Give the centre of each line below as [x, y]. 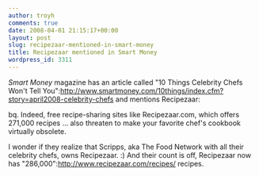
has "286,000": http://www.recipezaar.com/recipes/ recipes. [106, 163]
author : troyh [32, 15]
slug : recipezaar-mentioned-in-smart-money [81, 45]
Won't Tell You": [34, 90]
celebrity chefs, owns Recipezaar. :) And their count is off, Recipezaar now [130, 155]
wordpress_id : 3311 [40, 60]
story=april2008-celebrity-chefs [61, 99]
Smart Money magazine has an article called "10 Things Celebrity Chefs [126, 82]
